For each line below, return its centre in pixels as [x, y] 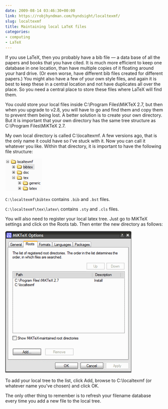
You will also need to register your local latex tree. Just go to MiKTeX [76, 219]
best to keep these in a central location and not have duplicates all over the [83, 84]
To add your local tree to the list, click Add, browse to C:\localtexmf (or [78, 380]
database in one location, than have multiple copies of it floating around [79, 68]
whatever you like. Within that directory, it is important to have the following [83, 146]
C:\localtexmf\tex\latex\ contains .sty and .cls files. [62, 209]
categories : [18, 32]
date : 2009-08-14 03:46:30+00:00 [40, 11]
